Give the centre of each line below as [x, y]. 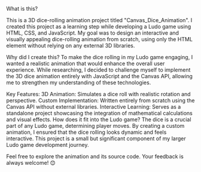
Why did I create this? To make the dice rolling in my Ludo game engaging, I [100, 57]
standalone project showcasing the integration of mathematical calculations [99, 113]
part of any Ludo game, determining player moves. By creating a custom [95, 126]
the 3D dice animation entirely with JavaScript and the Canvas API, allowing [100, 76]
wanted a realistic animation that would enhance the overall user [86, 63]
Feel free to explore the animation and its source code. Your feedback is [95, 156]
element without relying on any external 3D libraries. [71, 45]
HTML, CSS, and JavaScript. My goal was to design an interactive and [93, 33]
